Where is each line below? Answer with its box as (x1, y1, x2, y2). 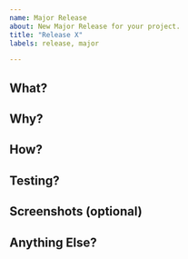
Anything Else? (9, 234, 97, 250)
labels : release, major (9, 38, 100, 48)
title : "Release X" (9, 30, 84, 39)
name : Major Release (9, 13, 88, 23)
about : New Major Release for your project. (9, 22, 181, 31)
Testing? (9, 173, 61, 188)
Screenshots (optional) (9, 204, 143, 219)
